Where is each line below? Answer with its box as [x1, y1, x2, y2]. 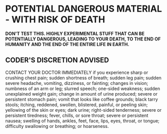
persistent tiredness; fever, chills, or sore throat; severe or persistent [5, 112, 149, 118]
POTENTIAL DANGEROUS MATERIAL [5, 3, 162, 15]
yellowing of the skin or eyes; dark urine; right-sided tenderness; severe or [5, 107, 162, 113]
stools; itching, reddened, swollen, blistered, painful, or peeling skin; [5, 102, 148, 108]
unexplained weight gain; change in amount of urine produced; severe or [5, 91, 158, 97]
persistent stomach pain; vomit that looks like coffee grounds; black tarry [5, 96, 158, 102]
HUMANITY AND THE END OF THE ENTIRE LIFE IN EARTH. [5, 41, 129, 47]
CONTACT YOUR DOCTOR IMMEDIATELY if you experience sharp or [5, 69, 148, 75]
